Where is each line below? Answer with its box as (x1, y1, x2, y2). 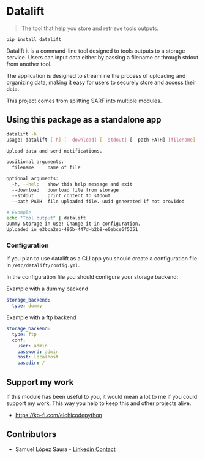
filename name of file (12, 164, 81, 171)
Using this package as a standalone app (6, 115, 162, 125)
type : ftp (12, 331, 37, 338)
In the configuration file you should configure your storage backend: (6, 273, 179, 281)
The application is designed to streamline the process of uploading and (6, 72, 186, 79)
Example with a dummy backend (6, 285, 89, 292)
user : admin (17, 343, 48, 349)
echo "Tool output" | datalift (6, 215, 86, 221)
